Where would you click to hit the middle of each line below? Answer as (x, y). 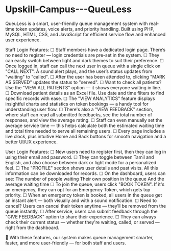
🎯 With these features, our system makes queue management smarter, (79, 237)
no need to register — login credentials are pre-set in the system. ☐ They (82, 55)
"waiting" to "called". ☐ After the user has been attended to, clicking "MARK (85, 77)
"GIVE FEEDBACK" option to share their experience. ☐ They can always (81, 217)
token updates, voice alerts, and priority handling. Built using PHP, (85, 29)
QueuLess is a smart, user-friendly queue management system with (77, 23)
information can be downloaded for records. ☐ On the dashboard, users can (86, 173)
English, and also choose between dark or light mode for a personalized (81, 162)
